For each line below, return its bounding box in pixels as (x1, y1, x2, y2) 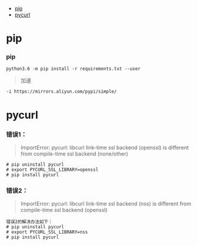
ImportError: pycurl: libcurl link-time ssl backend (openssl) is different (20, 144, 189, 151)
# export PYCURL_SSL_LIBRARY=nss (6, 229, 88, 235)
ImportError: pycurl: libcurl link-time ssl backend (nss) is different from (20, 200, 192, 207)
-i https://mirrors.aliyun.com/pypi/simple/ (6, 89, 117, 95)
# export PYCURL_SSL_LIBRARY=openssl (6, 167, 99, 173)
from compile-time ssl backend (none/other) (20, 150, 128, 157)
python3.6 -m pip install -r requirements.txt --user (6, 66, 141, 72)
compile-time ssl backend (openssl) (20, 207, 108, 214)
